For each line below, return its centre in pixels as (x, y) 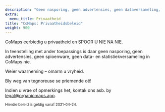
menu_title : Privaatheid (35, 19)
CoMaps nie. (18, 62)
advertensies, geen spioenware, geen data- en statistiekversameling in (78, 56)
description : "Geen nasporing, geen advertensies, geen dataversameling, (83, 10)
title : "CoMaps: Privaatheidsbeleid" (44, 23)
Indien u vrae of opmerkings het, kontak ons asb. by (58, 90)
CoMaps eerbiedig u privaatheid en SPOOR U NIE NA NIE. (64, 42)
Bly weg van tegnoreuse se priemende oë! (48, 81)
